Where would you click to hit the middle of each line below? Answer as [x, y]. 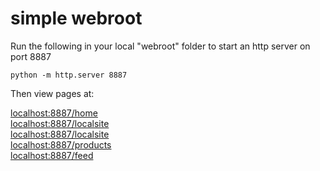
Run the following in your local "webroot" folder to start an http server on [160, 46]
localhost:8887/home [54, 113]
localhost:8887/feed [52, 155]
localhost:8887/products [61, 144]
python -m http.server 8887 [69, 75]
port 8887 [31, 56]
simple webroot [76, 18]
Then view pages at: [52, 93]
